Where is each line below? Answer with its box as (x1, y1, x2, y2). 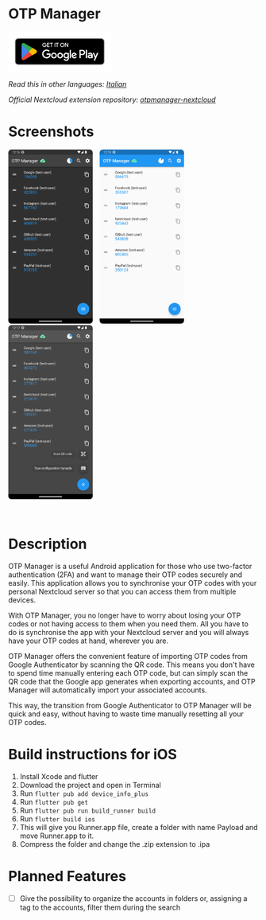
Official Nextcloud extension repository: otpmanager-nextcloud (8, 95, 216, 104)
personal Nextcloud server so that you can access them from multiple (8, 587, 237, 596)
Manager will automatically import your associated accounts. (8, 685, 208, 695)
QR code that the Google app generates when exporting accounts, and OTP (8, 676, 256, 686)
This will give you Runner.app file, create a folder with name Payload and (19, 822, 258, 832)
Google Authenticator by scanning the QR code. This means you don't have (8, 660, 256, 669)
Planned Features (8, 867, 127, 885)
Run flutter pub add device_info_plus (19, 789, 149, 798)
